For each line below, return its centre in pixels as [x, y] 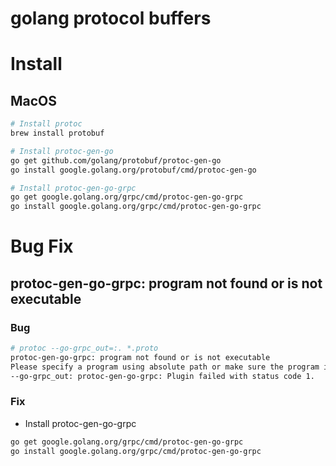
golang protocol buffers [111, 18]
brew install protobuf [57, 133]
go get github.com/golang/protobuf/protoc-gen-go [116, 160]
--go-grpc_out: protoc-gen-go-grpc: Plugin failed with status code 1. [162, 376]
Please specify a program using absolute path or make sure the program [165, 367]
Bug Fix [42, 246]
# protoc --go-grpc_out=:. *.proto [84, 348]
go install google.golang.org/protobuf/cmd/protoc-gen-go [133, 170]
